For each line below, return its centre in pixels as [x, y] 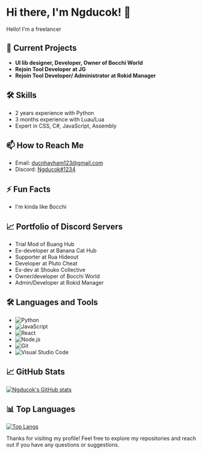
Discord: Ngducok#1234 [45, 169]
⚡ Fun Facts [29, 189]
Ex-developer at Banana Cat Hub [56, 251]
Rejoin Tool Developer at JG [50, 69]
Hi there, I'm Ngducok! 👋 [69, 12]
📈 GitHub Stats [36, 372]
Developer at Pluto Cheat [46, 263]
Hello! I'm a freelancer [34, 29]
